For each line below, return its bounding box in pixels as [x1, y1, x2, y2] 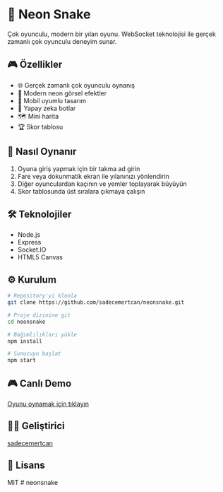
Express [17, 238, 42, 247]
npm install [7, 337, 42, 345]
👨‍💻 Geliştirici [7, 420, 65, 432]
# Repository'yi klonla [7, 293, 78, 300]
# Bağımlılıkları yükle [7, 331, 78, 338]
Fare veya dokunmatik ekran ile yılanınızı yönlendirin [17, 172, 169, 180]
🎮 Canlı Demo [7, 377, 72, 389]
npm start [7, 357, 37, 364]
